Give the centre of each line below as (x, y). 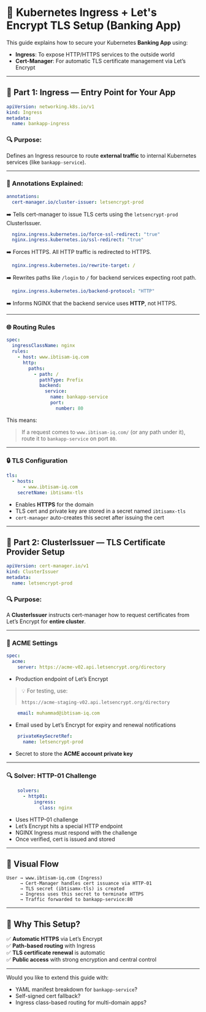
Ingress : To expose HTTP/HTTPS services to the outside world (95, 54)
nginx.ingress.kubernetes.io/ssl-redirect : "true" (78, 240)
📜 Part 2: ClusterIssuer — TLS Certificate (86, 542)
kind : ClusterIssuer (33, 572)
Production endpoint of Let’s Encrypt (62, 679)
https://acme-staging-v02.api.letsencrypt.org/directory (96, 703)
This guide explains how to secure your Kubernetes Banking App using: (97, 42)
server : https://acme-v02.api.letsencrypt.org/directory (92, 667)
